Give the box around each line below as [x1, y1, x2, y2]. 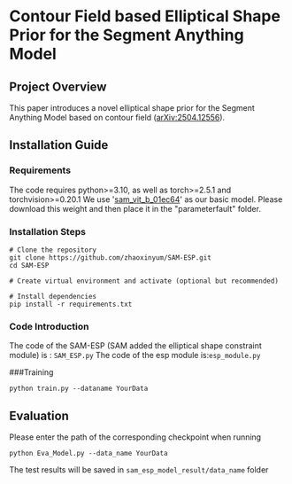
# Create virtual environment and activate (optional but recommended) [9, 277, 279, 285]
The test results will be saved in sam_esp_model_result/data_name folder [9, 464, 269, 475]
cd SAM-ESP [9, 261, 50, 269]
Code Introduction [9, 320, 89, 332]
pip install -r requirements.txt [9, 300, 133, 308]
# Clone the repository [9, 246, 97, 254]
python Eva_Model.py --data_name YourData [9, 449, 168, 458]
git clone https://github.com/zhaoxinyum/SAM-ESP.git [9, 253, 212, 262]
